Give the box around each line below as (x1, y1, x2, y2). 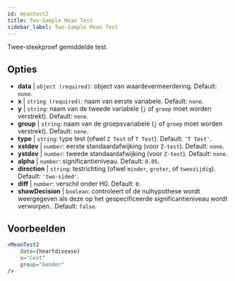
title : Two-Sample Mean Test (7, 17, 93, 24)
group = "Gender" (20, 261, 65, 268)
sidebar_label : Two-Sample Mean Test (7, 23, 119, 30)
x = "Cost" (20, 254, 46, 261)
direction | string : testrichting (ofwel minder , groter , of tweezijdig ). (17, 165, 216, 173)
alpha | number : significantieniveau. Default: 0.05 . (17, 157, 160, 166)
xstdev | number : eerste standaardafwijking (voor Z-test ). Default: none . (17, 142, 224, 150)
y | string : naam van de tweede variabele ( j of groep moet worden (17, 104, 212, 113)
